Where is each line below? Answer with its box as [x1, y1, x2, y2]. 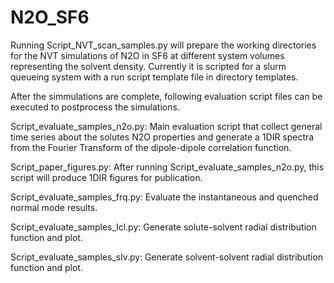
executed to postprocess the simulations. [10, 101, 180, 113]
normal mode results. [10, 201, 98, 213]
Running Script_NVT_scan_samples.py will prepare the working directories [10, 39, 317, 51]
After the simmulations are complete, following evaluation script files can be [10, 90, 323, 102]
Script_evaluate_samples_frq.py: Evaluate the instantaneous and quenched [10, 191, 319, 203]
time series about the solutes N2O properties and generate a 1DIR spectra [10, 131, 315, 143]
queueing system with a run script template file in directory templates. [10, 71, 299, 83]
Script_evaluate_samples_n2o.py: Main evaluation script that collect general [10, 120, 323, 132]
